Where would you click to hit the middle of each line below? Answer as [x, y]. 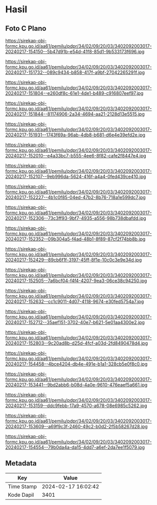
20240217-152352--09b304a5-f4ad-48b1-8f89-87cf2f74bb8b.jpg [75, 239]
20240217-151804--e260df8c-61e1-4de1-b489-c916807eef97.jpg [74, 93]
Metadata [21, 463]
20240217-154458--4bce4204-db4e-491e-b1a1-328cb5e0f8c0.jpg [76, 364]
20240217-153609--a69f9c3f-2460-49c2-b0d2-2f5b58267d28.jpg [76, 426]
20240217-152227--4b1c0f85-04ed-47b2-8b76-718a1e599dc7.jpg [75, 197]
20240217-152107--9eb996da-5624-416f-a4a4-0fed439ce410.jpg [76, 176]
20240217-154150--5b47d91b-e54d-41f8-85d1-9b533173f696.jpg [75, 52]
